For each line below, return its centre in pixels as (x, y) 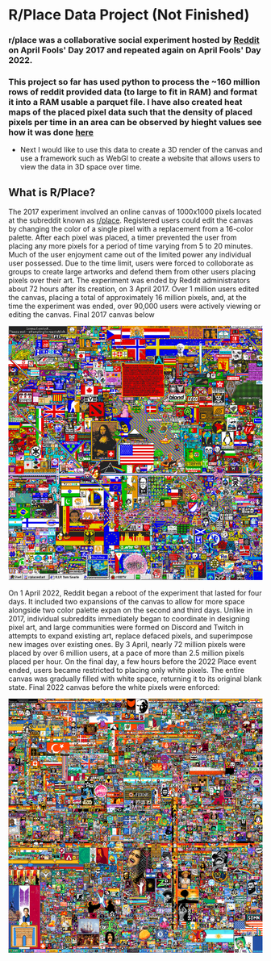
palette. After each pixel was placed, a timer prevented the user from (123, 238)
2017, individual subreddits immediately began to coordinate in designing (129, 619)
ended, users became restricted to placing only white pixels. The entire (126, 671)
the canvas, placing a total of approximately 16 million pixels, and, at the (128, 298)
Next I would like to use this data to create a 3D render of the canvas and (141, 150)
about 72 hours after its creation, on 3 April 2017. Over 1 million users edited (134, 289)
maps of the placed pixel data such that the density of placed (130, 112)
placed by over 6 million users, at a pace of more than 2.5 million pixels (126, 653)
